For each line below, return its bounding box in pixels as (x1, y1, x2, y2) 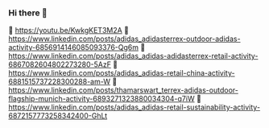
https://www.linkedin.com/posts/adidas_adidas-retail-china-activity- (8, 68, 235, 78)
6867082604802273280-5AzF (8, 60, 111, 69)
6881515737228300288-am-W (8, 76, 111, 87)
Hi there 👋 (8, 7, 48, 19)
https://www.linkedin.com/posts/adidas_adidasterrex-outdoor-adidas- (8, 34, 241, 43)
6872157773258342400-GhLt (8, 111, 108, 121)
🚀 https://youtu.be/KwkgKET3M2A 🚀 (8, 26, 130, 35)
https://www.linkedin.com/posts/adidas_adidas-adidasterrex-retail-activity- (8, 52, 259, 61)
